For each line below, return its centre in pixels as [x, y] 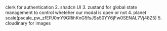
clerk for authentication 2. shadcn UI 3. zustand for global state [71, 7]
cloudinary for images [28, 23]
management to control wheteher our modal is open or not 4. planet [76, 12]
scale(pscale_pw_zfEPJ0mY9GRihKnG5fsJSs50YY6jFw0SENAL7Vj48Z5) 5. [83, 18]
